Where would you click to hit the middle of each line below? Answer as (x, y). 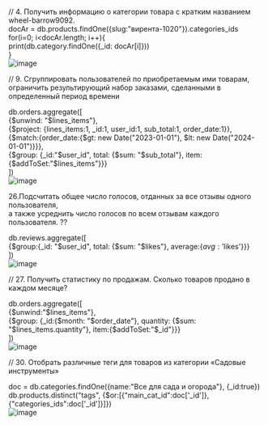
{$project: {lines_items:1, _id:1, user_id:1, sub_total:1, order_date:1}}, (120, 129)
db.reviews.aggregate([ (47, 238)
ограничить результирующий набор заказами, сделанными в (115, 87)
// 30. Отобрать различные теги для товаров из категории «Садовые (127, 362)
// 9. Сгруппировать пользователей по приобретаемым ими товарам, (129, 79)
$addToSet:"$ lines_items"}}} (59, 164)
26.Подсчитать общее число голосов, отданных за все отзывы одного (130, 196)
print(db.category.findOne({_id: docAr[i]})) (79, 46)
